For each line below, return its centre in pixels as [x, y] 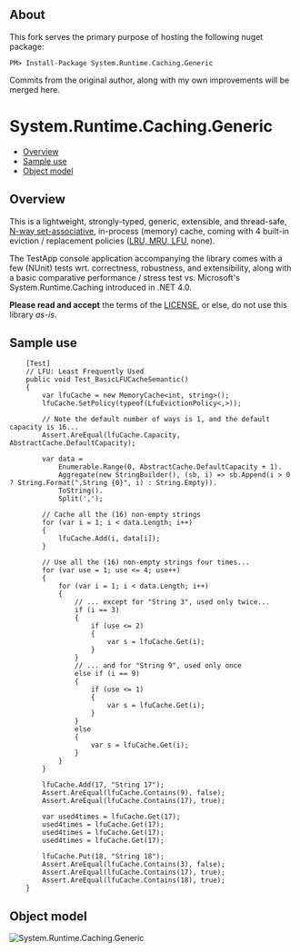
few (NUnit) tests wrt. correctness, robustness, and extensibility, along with [151, 268]
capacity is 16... [44, 427]
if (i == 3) [97, 610]
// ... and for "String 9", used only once [158, 666]
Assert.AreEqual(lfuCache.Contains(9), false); [134, 793]
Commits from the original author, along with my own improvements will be [150, 80]
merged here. [35, 89]
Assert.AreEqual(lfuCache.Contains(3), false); [134, 865]
